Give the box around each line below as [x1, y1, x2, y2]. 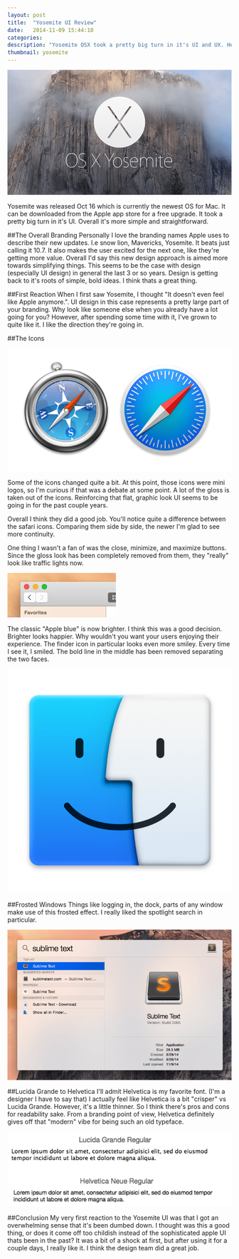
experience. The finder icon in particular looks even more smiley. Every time [7, 640, 230, 648]
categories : [7, 34, 43, 41]
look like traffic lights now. [7, 559, 84, 567]
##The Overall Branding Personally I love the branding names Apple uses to [7, 231, 230, 240]
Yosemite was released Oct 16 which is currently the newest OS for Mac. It [7, 202, 226, 211]
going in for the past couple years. [7, 501, 108, 510]
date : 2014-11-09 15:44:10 [7, 26, 94, 33]
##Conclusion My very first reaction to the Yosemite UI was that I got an [7, 1213, 219, 1222]
